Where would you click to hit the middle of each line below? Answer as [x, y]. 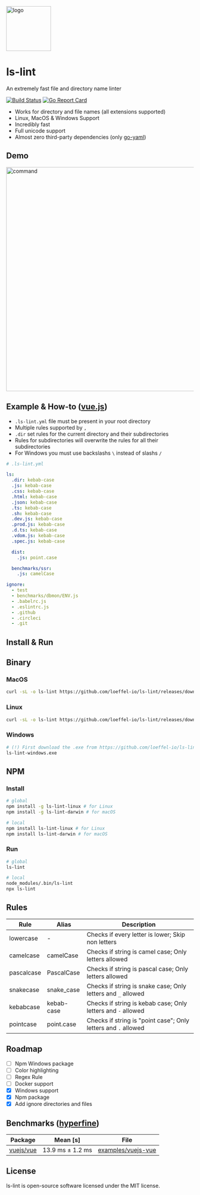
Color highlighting [37, 1070]
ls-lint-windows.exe [32, 753]
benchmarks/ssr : [32, 568]
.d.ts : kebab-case [35, 530]
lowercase [24, 938]
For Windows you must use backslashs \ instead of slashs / [88, 453]
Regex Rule [29, 1077]
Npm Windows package [44, 1064]
